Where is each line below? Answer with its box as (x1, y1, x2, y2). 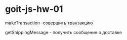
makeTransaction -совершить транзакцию (5, 20, 93, 26)
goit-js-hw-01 (5, 3, 63, 15)
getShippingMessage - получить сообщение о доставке (5, 29, 122, 35)
